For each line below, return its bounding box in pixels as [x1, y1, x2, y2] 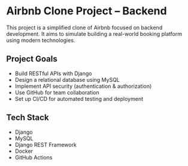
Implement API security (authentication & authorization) [14, 82, 152, 90]
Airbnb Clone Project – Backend [6, 4, 167, 18]
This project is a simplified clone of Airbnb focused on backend [6, 24, 163, 31]
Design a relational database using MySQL [14, 76, 120, 83]
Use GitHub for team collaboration [14, 88, 100, 96]
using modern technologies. [6, 36, 75, 44]
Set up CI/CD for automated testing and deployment [14, 95, 144, 102]
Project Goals [6, 54, 58, 64]
